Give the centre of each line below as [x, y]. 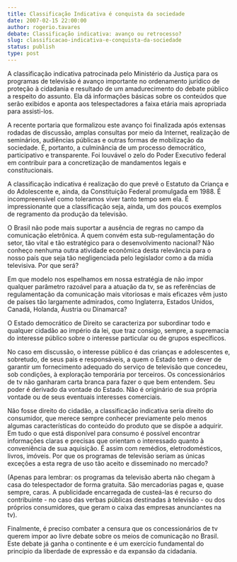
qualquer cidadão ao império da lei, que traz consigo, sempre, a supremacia [118, 330]
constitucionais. [30, 170]
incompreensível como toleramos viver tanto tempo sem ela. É [98, 198]
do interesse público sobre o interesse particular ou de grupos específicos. [117, 338]
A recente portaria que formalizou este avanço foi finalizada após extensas [117, 125]
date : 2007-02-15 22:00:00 [47, 21]
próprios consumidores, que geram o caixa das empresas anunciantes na [114, 507]
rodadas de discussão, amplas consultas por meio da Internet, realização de [118, 133]
